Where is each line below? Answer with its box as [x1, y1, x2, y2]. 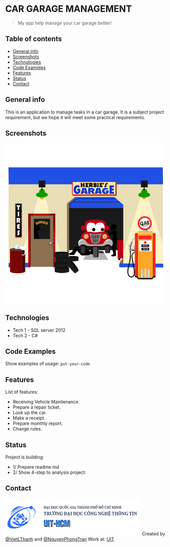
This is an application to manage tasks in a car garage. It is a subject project [5, 109, 164, 115]
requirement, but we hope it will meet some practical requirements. [5, 114, 146, 120]
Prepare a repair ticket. [12, 404, 61, 410]
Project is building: [5, 454, 44, 460]
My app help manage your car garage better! [17, 20, 112, 26]
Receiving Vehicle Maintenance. [12, 399, 80, 405]
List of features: [5, 389, 39, 395]
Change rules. [12, 426, 42, 432]
